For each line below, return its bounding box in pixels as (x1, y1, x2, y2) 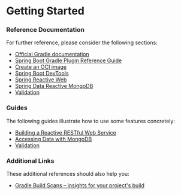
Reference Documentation (6, 26, 85, 34)
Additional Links (6, 157, 55, 165)
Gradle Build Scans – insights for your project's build (14, 182, 145, 189)
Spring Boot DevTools (14, 70, 69, 77)
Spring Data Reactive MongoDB (14, 83, 93, 90)
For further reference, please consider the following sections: (6, 39, 158, 46)
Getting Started (6, 4, 85, 18)
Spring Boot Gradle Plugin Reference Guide (14, 57, 122, 64)
